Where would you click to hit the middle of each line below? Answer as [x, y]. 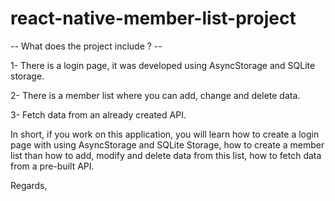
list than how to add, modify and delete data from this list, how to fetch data [166, 155]
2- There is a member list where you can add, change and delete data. [155, 95]
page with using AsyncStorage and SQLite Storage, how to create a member [167, 144]
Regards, [29, 185]
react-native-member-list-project [153, 18]
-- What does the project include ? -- [86, 46]
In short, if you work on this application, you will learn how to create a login [165, 134]
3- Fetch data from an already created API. [98, 114]
